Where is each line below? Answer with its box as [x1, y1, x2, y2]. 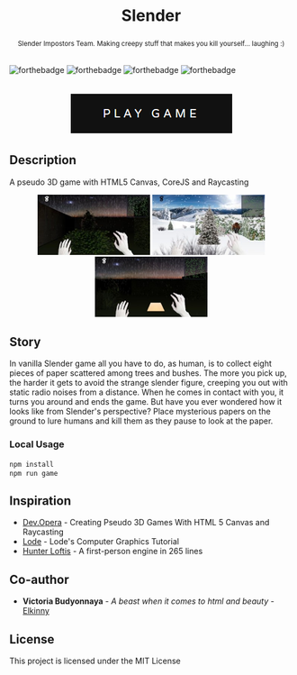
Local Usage [9, 438, 65, 451]
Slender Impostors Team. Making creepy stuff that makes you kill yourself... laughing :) [17, 39, 285, 48]
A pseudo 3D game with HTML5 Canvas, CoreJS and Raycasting [9, 177, 249, 187]
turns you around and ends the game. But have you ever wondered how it [9, 397, 283, 407]
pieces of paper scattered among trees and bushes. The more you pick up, [9, 368, 288, 379]
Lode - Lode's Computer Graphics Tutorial [22, 536, 180, 547]
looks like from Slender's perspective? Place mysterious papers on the [9, 406, 272, 417]
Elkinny [22, 606, 49, 616]
